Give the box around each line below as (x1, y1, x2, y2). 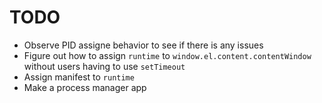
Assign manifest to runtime (23, 71, 135, 83)
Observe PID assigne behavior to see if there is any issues (23, 39, 264, 51)
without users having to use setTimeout (23, 60, 186, 72)
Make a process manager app (23, 81, 147, 93)
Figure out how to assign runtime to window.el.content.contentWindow (23, 49, 312, 61)
